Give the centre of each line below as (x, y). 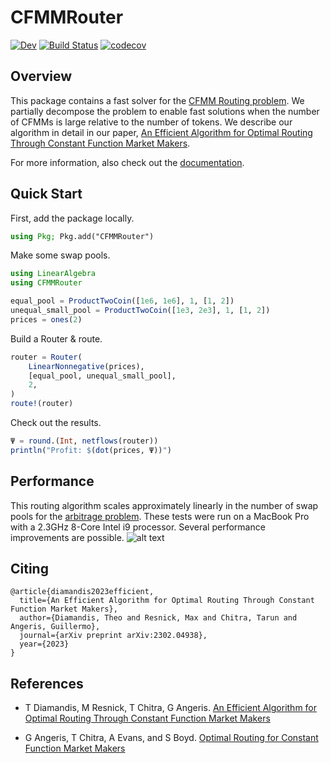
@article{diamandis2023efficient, (82, 592)
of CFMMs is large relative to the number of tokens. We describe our (151, 122)
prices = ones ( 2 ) (46, 319)
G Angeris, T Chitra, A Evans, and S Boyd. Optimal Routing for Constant (171, 738)
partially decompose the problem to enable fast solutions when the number (165, 111)
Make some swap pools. (60, 255)
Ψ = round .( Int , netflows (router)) (84, 441)
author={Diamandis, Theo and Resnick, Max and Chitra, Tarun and (158, 618)
